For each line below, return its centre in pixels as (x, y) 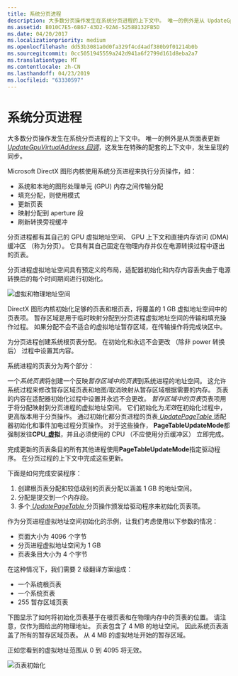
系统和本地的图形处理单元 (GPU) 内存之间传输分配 (90, 186)
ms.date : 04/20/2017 (38, 34)
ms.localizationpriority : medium (57, 41)
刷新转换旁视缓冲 (42, 222)
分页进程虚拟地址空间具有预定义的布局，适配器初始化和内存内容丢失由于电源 (119, 270)
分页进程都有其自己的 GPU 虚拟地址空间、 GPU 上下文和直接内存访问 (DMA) (118, 237)
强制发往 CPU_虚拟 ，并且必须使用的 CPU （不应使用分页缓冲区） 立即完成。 (118, 434)
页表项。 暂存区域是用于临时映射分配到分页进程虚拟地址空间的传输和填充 (114, 318)
